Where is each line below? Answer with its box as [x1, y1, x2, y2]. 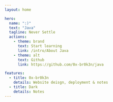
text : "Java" [9, 25, 36, 30]
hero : [4, 16, 16, 21]
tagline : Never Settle [9, 30, 56, 35]
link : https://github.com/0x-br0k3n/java [17, 62, 104, 67]
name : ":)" [9, 21, 31, 26]
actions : [9, 34, 27, 39]
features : [4, 71, 25, 76]
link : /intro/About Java [17, 48, 69, 53]
